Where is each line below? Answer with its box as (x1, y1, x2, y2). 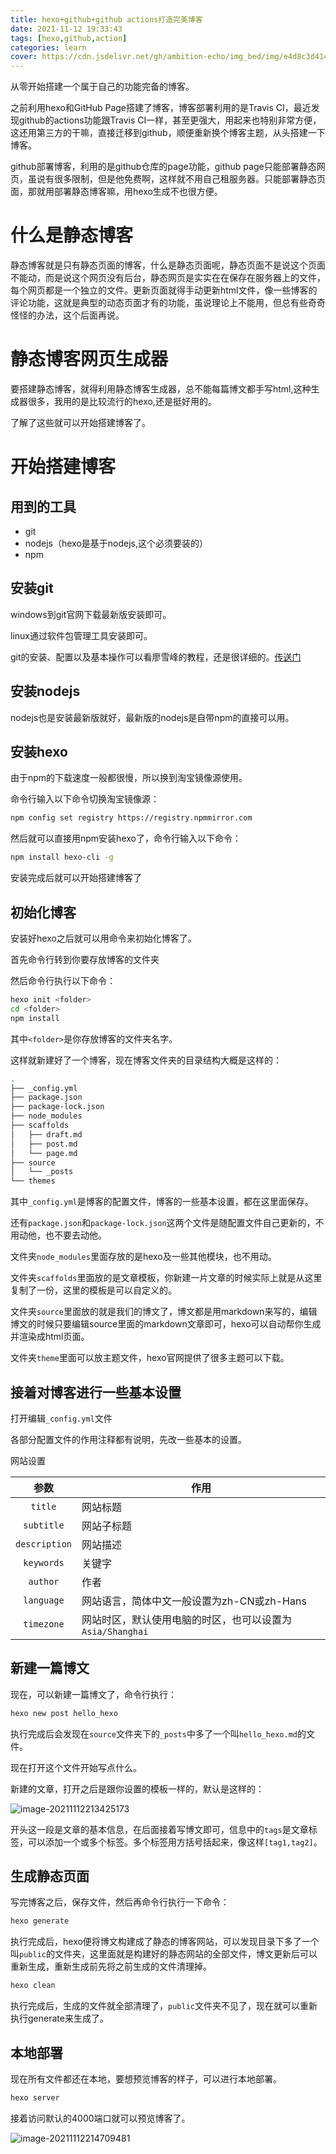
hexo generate (10, 1916, 70, 1926)
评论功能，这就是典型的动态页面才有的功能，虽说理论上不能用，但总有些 (10, 297, 308, 309)
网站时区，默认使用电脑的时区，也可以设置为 (81, 1612, 293, 1626)
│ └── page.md (10, 1148, 78, 1158)
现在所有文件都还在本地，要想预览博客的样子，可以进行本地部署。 (10, 2073, 282, 2085)
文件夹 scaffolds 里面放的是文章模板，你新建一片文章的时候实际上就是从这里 (10, 1272, 323, 1284)
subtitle (23, 1519, 65, 1531)
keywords (23, 1557, 65, 1568)
